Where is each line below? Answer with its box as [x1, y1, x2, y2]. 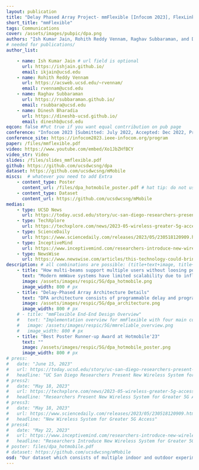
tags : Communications [6, 25, 60, 31]
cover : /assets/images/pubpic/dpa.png [6, 31, 102, 37]
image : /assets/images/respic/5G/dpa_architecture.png [21, 300, 161, 306]
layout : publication [6, 8, 57, 15]
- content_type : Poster [17, 179, 76, 186]
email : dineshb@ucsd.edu [21, 119, 84, 124]
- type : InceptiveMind [17, 239, 73, 246]
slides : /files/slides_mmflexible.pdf [6, 157, 102, 163]
